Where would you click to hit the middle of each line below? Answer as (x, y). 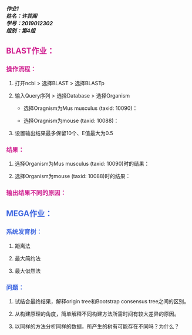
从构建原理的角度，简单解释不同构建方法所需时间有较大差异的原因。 (97, 314)
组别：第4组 (21, 31)
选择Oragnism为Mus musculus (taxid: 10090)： (80, 108)
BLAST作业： (30, 51)
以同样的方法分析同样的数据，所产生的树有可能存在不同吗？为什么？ (97, 326)
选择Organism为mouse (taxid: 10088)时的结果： (73, 176)
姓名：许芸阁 (21, 16)
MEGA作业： (29, 214)
